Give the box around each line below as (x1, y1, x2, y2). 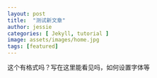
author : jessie (7, 23, 52, 30)
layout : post (7, 10, 46, 18)
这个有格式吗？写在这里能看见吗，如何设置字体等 (7, 63, 150, 71)
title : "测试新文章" (7, 17, 66, 24)
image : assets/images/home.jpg (7, 37, 100, 44)
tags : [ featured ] (7, 43, 59, 50)
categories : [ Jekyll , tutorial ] (7, 30, 110, 37)
